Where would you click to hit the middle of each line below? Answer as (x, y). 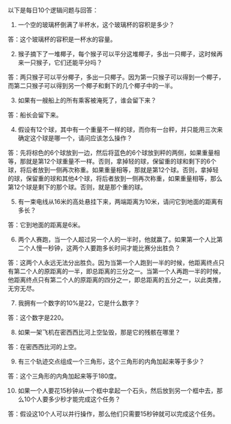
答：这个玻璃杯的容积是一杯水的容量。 (62, 39)
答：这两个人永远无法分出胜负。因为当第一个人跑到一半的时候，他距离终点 (113, 263)
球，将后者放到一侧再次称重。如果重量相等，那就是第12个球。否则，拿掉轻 (113, 170)
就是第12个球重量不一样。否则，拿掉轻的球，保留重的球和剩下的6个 (121, 161)
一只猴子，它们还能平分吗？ (63, 63)
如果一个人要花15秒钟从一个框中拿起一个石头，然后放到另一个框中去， (117, 391)
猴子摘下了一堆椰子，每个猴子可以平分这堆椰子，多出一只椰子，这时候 (117, 54)
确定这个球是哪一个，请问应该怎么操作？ (75, 138)
